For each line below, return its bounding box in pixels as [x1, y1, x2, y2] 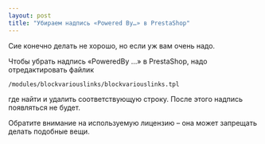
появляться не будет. [8, 103, 81, 112]
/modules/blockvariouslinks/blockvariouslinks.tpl [8, 80, 180, 88]
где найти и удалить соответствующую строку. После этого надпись [8, 94, 244, 103]
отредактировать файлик [8, 64, 94, 74]
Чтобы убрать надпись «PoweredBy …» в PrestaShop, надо [8, 56, 208, 66]
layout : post [8, 11, 52, 20]
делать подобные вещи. [8, 126, 90, 136]
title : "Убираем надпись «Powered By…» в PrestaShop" [8, 19, 191, 27]
